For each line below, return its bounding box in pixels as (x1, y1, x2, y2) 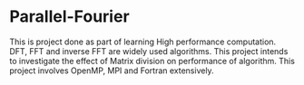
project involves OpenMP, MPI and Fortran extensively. (9, 65, 215, 76)
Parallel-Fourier (9, 6, 130, 27)
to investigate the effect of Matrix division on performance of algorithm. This (9, 55, 295, 66)
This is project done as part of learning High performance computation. (9, 36, 277, 47)
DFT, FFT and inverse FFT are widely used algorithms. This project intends (9, 45, 289, 56)
